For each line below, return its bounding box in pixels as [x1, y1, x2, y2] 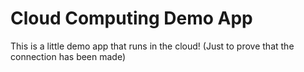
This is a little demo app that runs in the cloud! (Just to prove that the [10, 40, 295, 52]
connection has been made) [10, 50, 127, 62]
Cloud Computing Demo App [10, 7, 253, 30]
